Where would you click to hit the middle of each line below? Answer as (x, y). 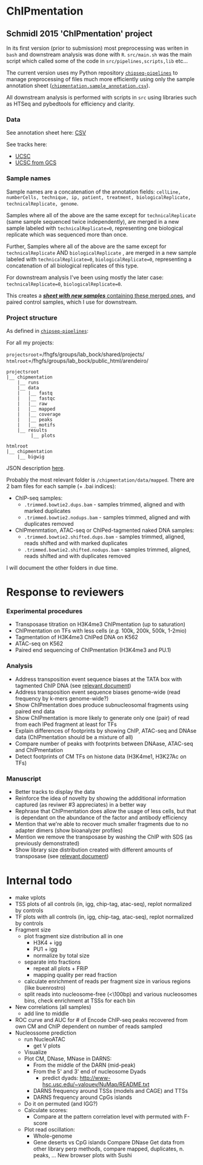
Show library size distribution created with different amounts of (94, 850)
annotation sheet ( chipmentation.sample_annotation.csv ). (78, 86)
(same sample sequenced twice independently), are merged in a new (93, 221)
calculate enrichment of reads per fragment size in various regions (107, 981)
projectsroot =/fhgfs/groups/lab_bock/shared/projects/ (75, 354)
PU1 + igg (45, 949)
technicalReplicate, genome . (42, 203)
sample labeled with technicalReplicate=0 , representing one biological (95, 228)
